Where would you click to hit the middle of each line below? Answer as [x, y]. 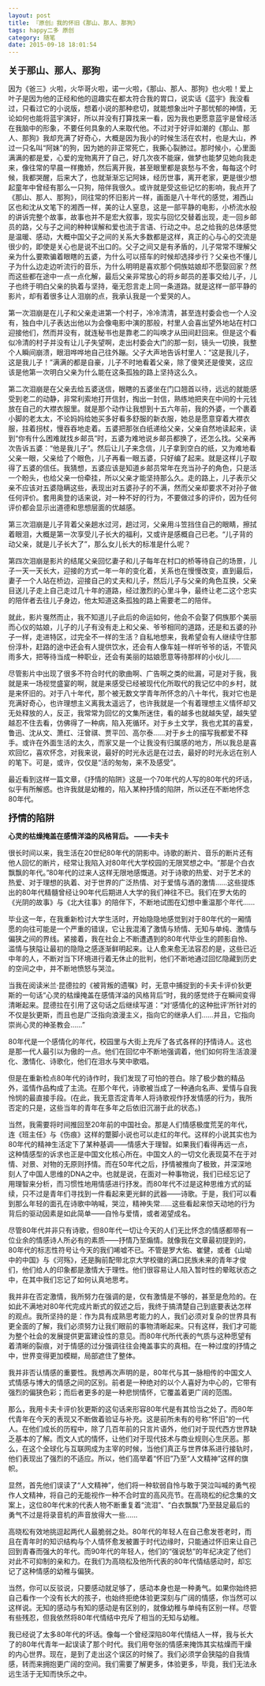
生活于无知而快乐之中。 [53, 1674]
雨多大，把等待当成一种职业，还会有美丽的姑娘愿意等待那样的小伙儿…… [125, 657]
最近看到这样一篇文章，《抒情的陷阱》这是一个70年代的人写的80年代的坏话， [132, 779]
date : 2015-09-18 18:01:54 [52, 45]
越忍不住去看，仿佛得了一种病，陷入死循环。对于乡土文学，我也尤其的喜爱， [132, 723]
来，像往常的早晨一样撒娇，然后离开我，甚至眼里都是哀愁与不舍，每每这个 [129, 168]
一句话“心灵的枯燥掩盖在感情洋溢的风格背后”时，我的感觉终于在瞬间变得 [139, 995]
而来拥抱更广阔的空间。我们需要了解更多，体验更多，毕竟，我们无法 [139, 1664]
